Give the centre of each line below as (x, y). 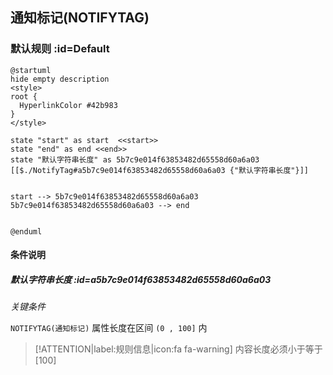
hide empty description (60, 79)
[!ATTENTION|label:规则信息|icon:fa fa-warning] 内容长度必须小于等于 (178, 349)
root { (24, 96)
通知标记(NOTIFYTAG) (80, 18)
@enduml (26, 231)
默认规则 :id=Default (60, 49)
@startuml (31, 70)
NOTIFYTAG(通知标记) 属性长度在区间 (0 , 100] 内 (109, 328)
